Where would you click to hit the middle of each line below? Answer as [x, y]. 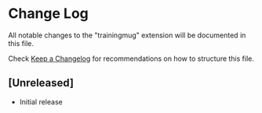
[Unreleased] [41, 83]
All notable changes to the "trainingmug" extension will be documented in [127, 35]
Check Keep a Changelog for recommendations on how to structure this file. [131, 58]
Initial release [41, 101]
